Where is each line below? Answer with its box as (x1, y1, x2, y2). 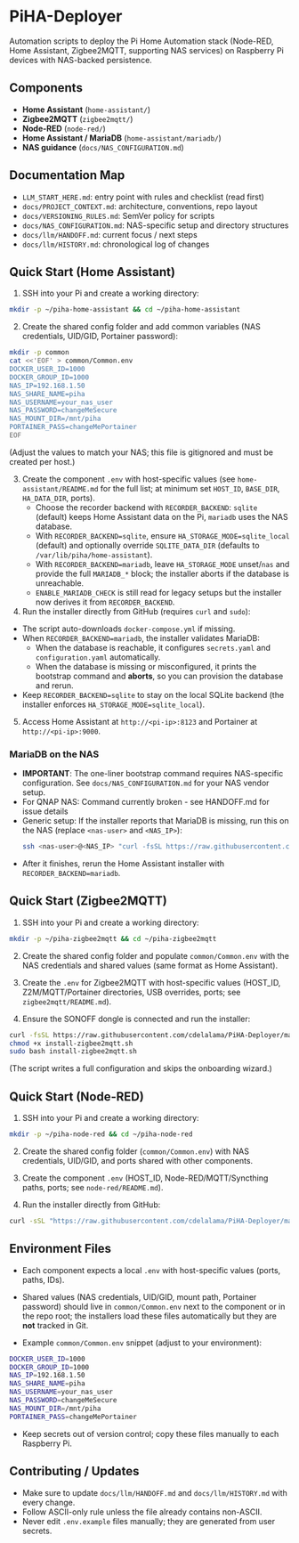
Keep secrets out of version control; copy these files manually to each (21, 1428, 279, 1439)
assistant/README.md (21, 484, 99, 493)
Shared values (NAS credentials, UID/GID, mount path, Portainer (21, 1291, 257, 1302)
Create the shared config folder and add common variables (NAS (21, 321, 261, 332)
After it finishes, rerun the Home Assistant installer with (21, 858, 225, 869)
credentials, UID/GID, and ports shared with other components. (21, 1156, 254, 1166)
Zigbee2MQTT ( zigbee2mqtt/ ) (21, 113, 133, 124)
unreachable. (35, 577, 85, 589)
